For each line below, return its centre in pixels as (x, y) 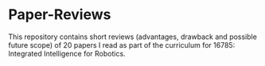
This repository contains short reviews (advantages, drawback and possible (132, 37)
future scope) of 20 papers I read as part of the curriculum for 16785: (122, 45)
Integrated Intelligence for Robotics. (67, 53)
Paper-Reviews (60, 15)
